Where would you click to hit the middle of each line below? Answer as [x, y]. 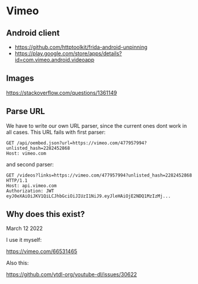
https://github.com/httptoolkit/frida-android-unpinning [81, 47]
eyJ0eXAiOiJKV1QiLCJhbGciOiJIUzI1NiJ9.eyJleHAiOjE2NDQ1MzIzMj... [88, 196]
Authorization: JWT [30, 191]
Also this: [17, 263]
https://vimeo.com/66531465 [42, 251]
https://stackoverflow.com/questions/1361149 [62, 93]
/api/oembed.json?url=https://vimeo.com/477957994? [82, 143]
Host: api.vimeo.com [32, 185]
